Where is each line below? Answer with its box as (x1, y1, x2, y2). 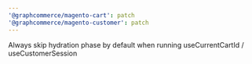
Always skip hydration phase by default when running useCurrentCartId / (8, 40, 245, 49)
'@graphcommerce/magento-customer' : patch (8, 19, 149, 27)
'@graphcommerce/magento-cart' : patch (8, 11, 135, 20)
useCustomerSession (8, 48, 78, 58)
